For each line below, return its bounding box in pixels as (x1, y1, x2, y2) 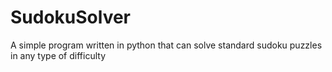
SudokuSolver (10, 6, 132, 29)
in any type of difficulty (10, 49, 107, 61)
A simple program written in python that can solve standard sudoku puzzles (10, 39, 323, 51)
